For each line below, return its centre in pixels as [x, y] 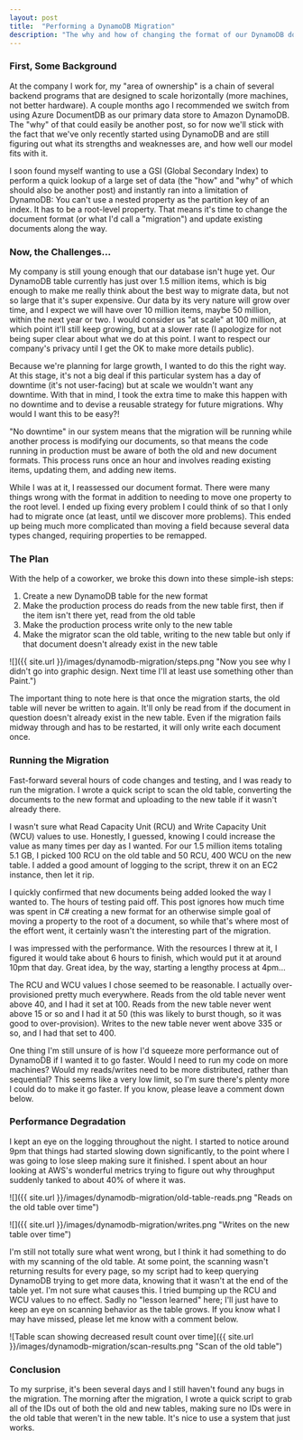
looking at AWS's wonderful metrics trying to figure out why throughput [142, 1170]
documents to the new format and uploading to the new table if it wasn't [143, 799]
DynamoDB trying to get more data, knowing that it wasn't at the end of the [149, 1280]
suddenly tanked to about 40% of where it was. [98, 1179]
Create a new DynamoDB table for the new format [115, 596]
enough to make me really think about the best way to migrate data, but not [149, 290]
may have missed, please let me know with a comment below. [124, 1319]
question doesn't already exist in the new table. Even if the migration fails [145, 718]
